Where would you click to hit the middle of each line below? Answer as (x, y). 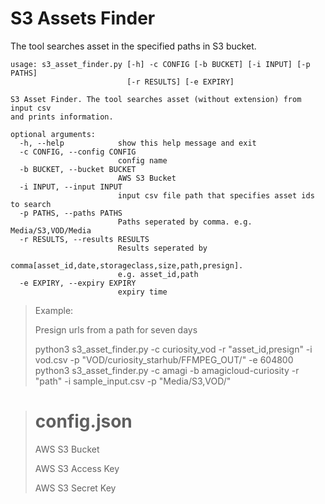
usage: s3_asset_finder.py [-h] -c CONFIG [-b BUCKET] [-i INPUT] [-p (160, 64)
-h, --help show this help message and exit (138, 143)
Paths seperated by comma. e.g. (185, 222)
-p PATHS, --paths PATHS (71, 213)
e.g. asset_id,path (158, 274)
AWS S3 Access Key (77, 468)
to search (31, 204)
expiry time (142, 292)
